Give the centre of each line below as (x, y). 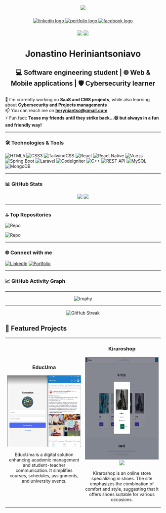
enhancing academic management (44, 460)
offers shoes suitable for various (122, 494)
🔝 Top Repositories (28, 214)
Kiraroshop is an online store (122, 473)
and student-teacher (44, 465)
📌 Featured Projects (36, 329)
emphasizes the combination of (122, 484)
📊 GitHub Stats (24, 184)
